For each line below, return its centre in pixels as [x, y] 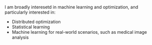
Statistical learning [31, 27]
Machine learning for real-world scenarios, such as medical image [79, 32]
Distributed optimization [36, 22]
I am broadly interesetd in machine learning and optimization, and [71, 7]
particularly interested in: [30, 12]
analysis [20, 37]
